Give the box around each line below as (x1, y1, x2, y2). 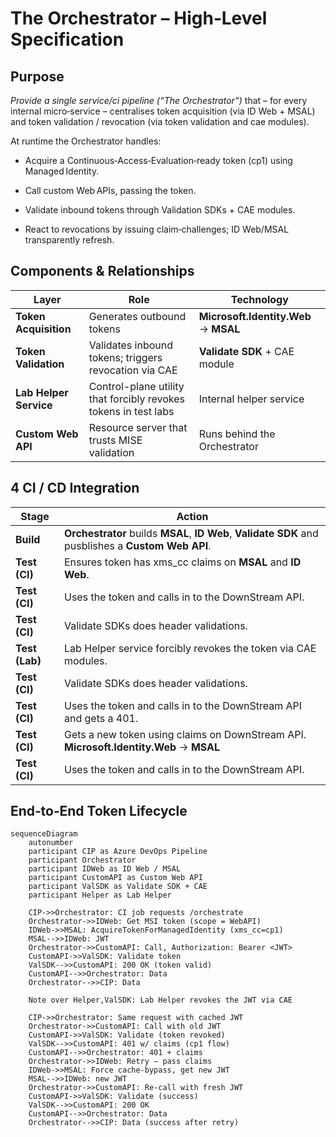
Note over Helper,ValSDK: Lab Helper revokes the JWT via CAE (28, 995, 293, 1006)
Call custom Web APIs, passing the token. (24, 185, 197, 196)
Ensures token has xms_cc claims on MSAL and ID (64, 555, 302, 569)
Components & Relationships (10, 263, 195, 280)
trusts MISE (88, 433, 143, 447)
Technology (230, 292, 289, 306)
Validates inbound (88, 338, 173, 352)
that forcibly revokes (88, 392, 185, 406)
